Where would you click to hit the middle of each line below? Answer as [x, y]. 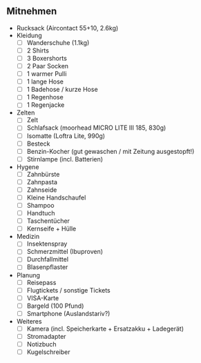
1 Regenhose [45, 97]
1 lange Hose [45, 81]
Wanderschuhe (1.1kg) [58, 42]
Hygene [28, 167]
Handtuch [41, 213]
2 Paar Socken [48, 66]
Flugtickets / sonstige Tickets [69, 290]
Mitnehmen [32, 11]
